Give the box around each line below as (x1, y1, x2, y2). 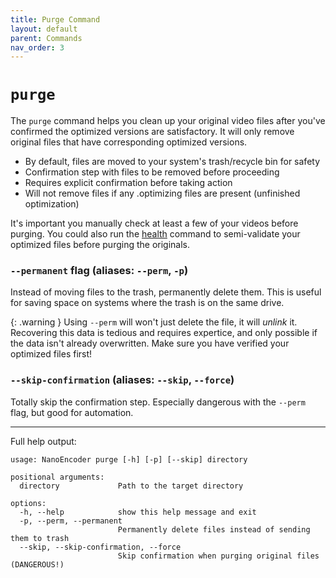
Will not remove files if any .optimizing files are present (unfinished (24, 187, 301, 200)
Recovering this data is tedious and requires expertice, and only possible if (10, 327, 318, 339)
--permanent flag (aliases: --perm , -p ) (10, 264, 189, 278)
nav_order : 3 (10, 42, 65, 53)
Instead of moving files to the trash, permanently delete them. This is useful (10, 286, 322, 298)
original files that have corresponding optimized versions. (10, 136, 248, 148)
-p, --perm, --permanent (19, 516, 123, 526)
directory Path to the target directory (19, 481, 244, 491)
